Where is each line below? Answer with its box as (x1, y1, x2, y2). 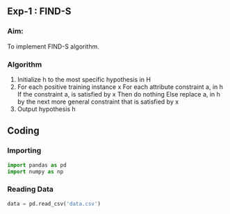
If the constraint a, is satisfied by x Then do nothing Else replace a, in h (17, 90, 221, 98)
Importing (7, 146, 42, 156)
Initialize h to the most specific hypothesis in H (17, 75, 151, 83)
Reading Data (7, 184, 54, 194)
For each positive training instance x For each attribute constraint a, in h (17, 83, 224, 91)
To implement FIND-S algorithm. (7, 42, 99, 51)
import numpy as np (7, 168, 64, 175)
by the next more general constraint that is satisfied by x (17, 97, 179, 106)
